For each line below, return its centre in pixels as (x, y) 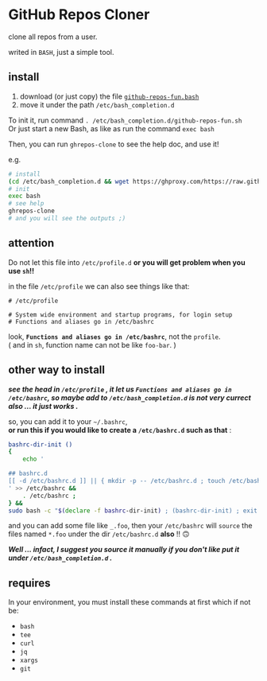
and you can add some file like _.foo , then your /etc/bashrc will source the (130, 526)
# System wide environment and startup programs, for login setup (120, 315)
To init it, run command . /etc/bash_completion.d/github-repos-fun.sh (125, 120)
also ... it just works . (43, 406)
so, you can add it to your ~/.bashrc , (68, 421)
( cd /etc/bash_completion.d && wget (69, 181)
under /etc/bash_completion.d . (60, 558)
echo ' (33, 459)
